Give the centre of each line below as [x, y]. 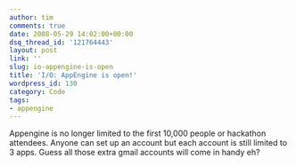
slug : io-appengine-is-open [62, 67]
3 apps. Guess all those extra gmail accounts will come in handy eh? [135, 153]
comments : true [37, 26]
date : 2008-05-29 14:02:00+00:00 [71, 34]
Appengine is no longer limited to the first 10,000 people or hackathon [138, 133]
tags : [19, 100]
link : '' [25, 59]
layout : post [33, 51]
